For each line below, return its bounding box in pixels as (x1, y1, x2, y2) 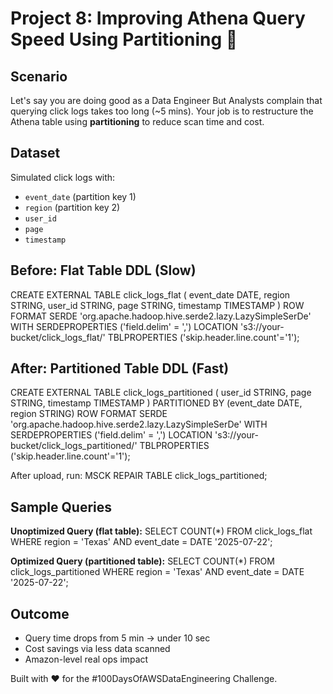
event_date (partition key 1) (24, 190, 137, 202)
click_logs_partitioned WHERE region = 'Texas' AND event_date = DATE (10, 566, 305, 578)
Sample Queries (10, 498, 113, 516)
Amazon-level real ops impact (24, 653, 149, 666)
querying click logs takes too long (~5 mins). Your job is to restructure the (10, 105, 314, 117)
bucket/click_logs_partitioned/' (10, 440, 138, 452)
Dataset (10, 145, 61, 162)
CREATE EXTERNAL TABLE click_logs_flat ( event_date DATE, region (10, 288, 291, 301)
